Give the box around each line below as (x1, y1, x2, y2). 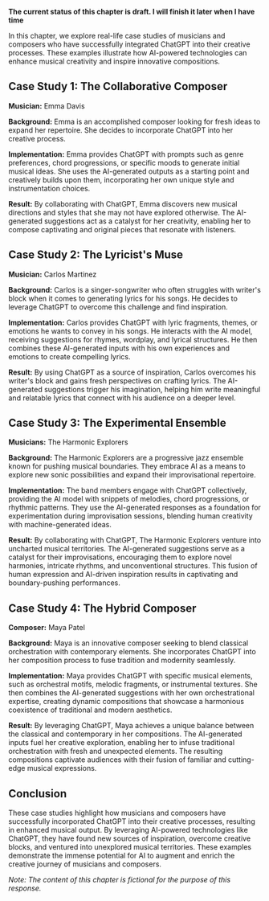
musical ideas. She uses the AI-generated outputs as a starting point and (8, 166, 250, 176)
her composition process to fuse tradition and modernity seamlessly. (8, 655, 236, 666)
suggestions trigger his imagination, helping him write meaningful (43, 384, 261, 394)
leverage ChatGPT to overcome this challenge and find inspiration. (8, 301, 229, 312)
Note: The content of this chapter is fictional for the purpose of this (8, 875, 231, 885)
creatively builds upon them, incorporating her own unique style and (8, 174, 234, 184)
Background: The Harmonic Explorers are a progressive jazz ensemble (8, 453, 244, 463)
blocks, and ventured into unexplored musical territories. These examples (8, 842, 251, 852)
